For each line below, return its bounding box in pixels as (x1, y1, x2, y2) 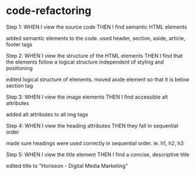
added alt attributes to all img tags (6, 111, 89, 118)
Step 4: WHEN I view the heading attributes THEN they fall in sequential (6, 122, 179, 129)
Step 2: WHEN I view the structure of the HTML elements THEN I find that (6, 52, 183, 59)
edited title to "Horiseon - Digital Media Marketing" (6, 162, 128, 169)
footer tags (6, 41, 33, 48)
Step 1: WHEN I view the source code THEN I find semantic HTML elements (6, 23, 187, 30)
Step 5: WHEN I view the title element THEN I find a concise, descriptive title (6, 150, 190, 158)
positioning (6, 64, 33, 71)
